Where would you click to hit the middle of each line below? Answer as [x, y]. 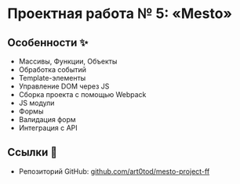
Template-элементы [52, 78]
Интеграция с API [48, 128]
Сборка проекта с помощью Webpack [82, 94]
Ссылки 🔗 [33, 152]
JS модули [36, 103]
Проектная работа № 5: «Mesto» [120, 14]
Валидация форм [47, 119]
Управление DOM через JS [64, 86]
